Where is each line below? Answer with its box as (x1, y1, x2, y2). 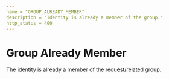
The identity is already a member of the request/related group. (6, 66, 162, 73)
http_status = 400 (6, 20, 53, 26)
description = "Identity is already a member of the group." (6, 14, 164, 21)
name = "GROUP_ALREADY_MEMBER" (6, 8, 85, 15)
